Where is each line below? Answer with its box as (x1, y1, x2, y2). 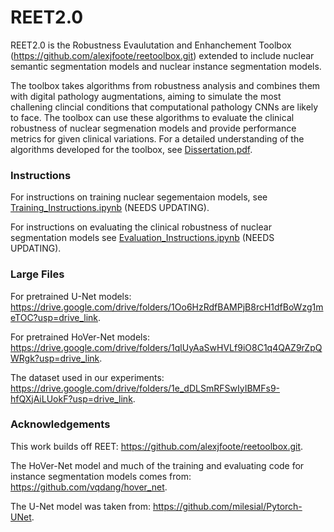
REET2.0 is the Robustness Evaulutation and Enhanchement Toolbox (10, 39, 292, 51)
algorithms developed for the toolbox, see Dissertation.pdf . (10, 143, 253, 155)
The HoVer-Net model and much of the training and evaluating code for (10, 459, 305, 471)
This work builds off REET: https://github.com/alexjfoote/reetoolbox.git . (10, 440, 304, 452)
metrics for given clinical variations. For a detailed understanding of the (10, 132, 305, 145)
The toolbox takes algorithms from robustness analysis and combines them (10, 79, 321, 91)
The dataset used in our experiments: (10, 371, 165, 383)
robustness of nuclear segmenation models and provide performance (10, 122, 297, 134)
